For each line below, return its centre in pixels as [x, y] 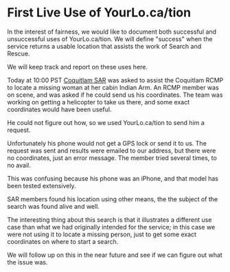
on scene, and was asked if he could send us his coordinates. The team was [115, 95]
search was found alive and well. [53, 206]
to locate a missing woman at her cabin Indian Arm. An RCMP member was [113, 87]
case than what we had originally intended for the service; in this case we [111, 227]
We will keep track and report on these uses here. [78, 67]
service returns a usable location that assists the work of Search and [104, 46]
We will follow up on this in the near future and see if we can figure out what [115, 255]
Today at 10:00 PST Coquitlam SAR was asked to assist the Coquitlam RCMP [115, 80]
